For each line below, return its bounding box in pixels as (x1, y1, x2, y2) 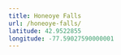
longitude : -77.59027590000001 (8, 34, 115, 43)
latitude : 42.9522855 (8, 27, 82, 35)
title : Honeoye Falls (8, 11, 82, 20)
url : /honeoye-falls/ (8, 19, 82, 27)
